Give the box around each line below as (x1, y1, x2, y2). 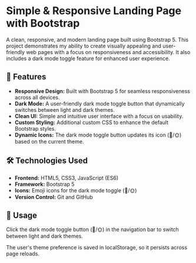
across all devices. (14, 94, 60, 101)
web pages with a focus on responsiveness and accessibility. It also (26, 48, 191, 55)
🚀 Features (6, 72, 46, 82)
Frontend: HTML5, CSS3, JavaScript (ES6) (14, 174, 119, 181)
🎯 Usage (6, 210, 37, 220)
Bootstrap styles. (14, 125, 56, 132)
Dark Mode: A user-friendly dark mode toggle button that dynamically (14, 100, 185, 107)
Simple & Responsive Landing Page (6, 4, 181, 18)
